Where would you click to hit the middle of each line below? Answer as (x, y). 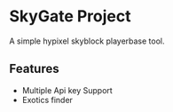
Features (34, 69)
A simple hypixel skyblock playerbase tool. (87, 41)
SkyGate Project (70, 16)
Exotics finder (47, 100)
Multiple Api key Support (67, 90)
